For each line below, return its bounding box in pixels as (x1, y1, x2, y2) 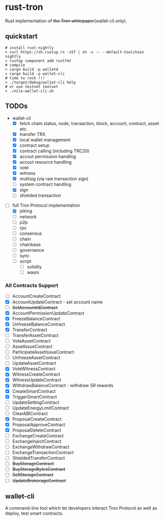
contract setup (19, 142, 50, 148)
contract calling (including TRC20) (19, 148, 90, 154)
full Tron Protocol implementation (12, 202, 80, 209)
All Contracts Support (5, 282, 59, 289)
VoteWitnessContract (12, 366, 56, 372)
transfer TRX (19, 131, 46, 137)
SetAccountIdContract (12, 304, 58, 310)
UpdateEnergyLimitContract (12, 405, 69, 411)
